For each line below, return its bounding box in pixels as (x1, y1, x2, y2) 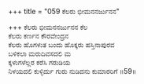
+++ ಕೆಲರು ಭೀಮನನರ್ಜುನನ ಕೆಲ (8, 23, 88, 31)
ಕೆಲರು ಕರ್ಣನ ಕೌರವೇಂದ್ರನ (8, 31, 69, 40)
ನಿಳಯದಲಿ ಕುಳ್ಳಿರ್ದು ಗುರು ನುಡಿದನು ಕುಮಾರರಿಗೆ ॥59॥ (8, 67, 137, 75)
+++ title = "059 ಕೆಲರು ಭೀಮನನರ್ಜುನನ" (8, 7, 120, 16)
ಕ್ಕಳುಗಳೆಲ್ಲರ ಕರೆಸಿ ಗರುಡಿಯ (8, 58, 71, 67)
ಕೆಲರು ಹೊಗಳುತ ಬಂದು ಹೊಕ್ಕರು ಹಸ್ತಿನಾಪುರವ (8, 40, 116, 49)
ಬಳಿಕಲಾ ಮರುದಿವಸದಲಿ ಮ (8, 49, 72, 58)
